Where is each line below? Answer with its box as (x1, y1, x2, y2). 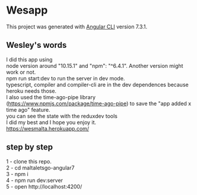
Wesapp (6, 4, 48, 17)
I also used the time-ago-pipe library (6, 93, 96, 100)
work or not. (6, 69, 36, 76)
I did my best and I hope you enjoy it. (6, 119, 97, 126)
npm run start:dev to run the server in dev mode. (6, 74, 125, 82)
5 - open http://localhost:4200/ (6, 183, 82, 190)
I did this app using (6, 56, 53, 63)
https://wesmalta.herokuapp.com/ (6, 125, 90, 132)
